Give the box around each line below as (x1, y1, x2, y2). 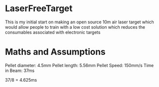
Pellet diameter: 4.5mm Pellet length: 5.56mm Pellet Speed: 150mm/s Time (5, 62, 154, 68)
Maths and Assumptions (5, 47, 106, 57)
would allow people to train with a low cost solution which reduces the (5, 24, 145, 30)
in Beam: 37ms (5, 68, 35, 73)
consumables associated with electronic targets (5, 29, 101, 35)
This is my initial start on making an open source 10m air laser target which (5, 19, 154, 25)
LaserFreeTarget (5, 3, 73, 14)
